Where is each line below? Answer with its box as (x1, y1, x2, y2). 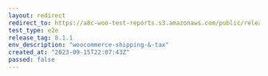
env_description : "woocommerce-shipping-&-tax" (8, 41, 170, 49)
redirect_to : (8, 19, 52, 27)
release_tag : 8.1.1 (8, 33, 73, 42)
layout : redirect (8, 11, 66, 20)
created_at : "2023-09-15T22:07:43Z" (8, 48, 130, 56)
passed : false (8, 56, 56, 64)
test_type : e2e (8, 26, 59, 34)
